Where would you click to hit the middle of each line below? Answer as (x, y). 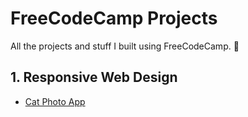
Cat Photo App (55, 101)
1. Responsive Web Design (94, 77)
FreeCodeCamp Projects (114, 18)
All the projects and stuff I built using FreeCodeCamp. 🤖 (125, 46)
